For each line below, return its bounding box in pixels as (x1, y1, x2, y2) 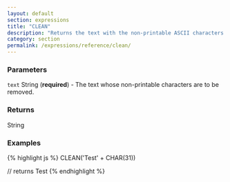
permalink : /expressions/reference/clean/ (7, 42, 131, 49)
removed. (7, 88, 35, 97)
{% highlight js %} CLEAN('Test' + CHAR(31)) (7, 153, 136, 162)
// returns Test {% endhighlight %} (7, 167, 106, 175)
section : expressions (7, 17, 70, 23)
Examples (7, 138, 41, 148)
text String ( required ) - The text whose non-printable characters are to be (7, 81, 220, 89)
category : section (7, 36, 60, 43)
